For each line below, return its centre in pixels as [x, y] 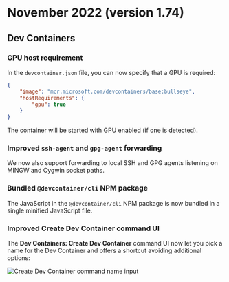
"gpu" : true [49, 105]
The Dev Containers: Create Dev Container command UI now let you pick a [115, 243]
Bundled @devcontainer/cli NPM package [77, 188]
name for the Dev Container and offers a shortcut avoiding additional [104, 251]
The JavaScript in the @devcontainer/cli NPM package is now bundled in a [113, 203]
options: [19, 258]
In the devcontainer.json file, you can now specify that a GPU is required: [111, 72]
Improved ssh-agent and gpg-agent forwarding [85, 148]
